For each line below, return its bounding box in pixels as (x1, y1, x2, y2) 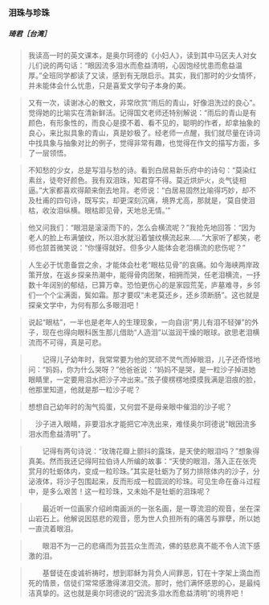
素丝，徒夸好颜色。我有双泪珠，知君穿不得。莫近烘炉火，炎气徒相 (27, 175, 247, 184)
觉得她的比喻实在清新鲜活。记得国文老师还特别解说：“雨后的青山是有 (27, 107, 257, 118)
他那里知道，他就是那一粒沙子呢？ (27, 384, 141, 394)
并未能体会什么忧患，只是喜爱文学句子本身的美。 (27, 81, 190, 90)
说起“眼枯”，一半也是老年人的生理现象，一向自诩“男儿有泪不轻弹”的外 (27, 317, 259, 327)
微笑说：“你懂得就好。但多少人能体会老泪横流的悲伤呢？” (55, 242, 247, 252)
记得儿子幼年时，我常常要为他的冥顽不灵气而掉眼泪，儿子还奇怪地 (42, 354, 261, 364)
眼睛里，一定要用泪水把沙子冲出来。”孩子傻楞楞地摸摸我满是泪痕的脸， (27, 375, 260, 384)
